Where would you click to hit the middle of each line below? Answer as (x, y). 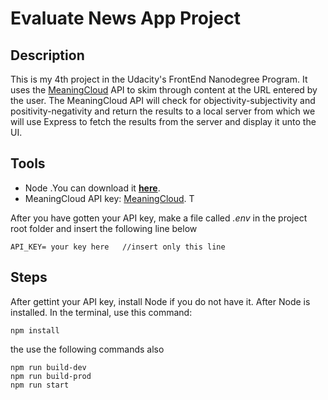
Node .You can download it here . (92, 188)
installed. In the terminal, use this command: (101, 312)
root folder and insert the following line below (104, 228)
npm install (35, 330)
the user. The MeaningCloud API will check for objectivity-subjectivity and (163, 100)
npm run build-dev (48, 367)
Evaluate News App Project (125, 18)
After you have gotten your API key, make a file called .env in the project (159, 218)
